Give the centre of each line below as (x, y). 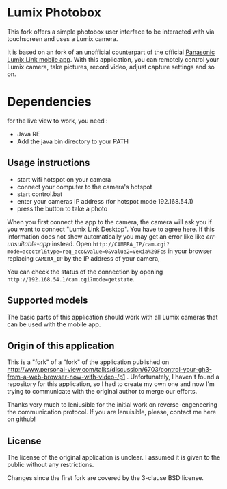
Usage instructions (49, 163)
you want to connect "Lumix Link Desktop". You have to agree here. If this (111, 229)
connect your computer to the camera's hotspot (84, 187)
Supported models (48, 301)
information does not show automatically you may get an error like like (106, 236)
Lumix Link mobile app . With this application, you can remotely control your (113, 59)
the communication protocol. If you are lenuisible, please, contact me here (112, 412)
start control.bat (40, 194)
